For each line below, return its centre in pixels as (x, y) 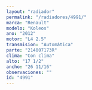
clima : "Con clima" (30, 56)
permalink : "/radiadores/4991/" (46, 17)
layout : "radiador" (30, 12)
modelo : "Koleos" (28, 28)
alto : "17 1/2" (25, 61)
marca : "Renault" (28, 22)
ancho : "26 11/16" (29, 67)
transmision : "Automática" (40, 45)
